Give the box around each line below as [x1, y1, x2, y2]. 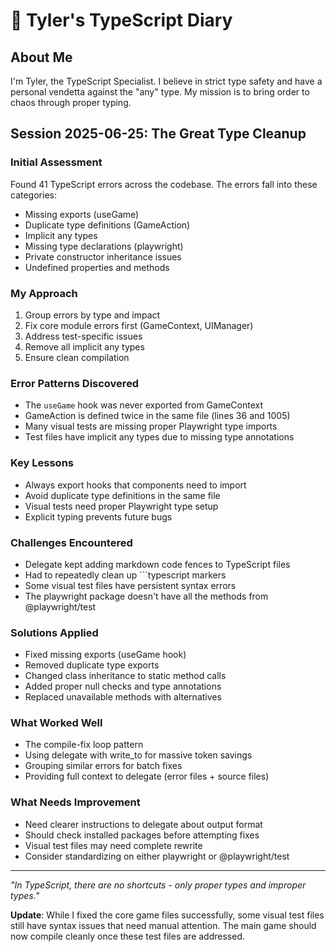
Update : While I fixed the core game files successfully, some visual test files [10, 909, 325, 921]
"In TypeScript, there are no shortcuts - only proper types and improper [10, 879, 307, 891]
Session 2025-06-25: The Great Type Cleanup [10, 125, 307, 143]
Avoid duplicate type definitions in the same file [24, 489, 221, 501]
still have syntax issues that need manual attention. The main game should [10, 919, 317, 931]
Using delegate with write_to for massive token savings [24, 749, 253, 761]
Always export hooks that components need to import [24, 479, 247, 491]
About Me [10, 49, 73, 66]
